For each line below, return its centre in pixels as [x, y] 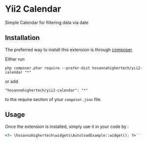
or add [12, 81]
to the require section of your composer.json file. [53, 99]
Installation [22, 38]
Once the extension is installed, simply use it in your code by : [67, 126]
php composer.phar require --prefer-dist [48, 68]
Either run [15, 59]
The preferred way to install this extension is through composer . [69, 49]
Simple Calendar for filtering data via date [47, 22]
